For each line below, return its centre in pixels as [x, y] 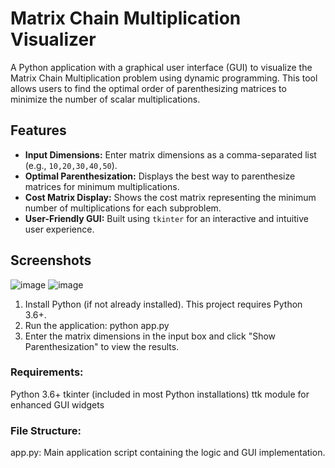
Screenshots [51, 260]
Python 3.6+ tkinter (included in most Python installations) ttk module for [160, 394]
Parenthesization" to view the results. [102, 346]
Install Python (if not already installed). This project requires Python [163, 304]
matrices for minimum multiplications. [102, 186]
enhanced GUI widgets [57, 404]
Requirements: [47, 372]
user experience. [59, 229]
